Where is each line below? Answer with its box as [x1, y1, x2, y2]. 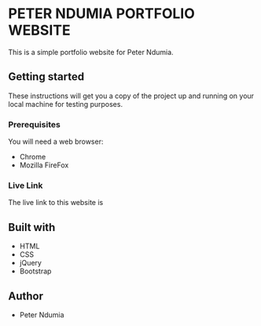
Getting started [8, 70, 85, 83]
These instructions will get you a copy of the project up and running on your [8, 91, 254, 101]
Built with [8, 221, 56, 234]
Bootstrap [19, 266, 52, 276]
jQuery [19, 258, 42, 268]
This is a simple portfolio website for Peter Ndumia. [8, 47, 175, 57]
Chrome [19, 152, 46, 162]
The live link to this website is [8, 198, 104, 207]
